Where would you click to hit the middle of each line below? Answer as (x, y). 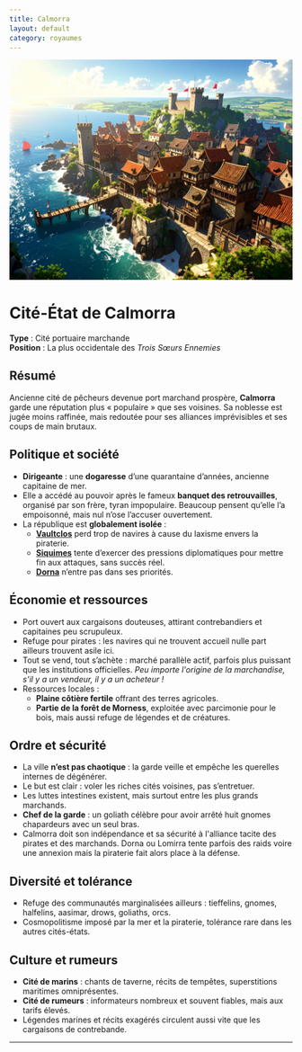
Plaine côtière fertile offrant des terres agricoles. (127, 698)
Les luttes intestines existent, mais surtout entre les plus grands (140, 796)
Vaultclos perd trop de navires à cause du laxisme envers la (147, 533)
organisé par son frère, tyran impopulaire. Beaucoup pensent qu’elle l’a (154, 504)
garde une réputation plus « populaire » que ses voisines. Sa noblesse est (146, 407)
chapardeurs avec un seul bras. (81, 825)
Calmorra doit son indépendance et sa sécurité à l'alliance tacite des (149, 834)
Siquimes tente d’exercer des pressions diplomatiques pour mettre (160, 552)
